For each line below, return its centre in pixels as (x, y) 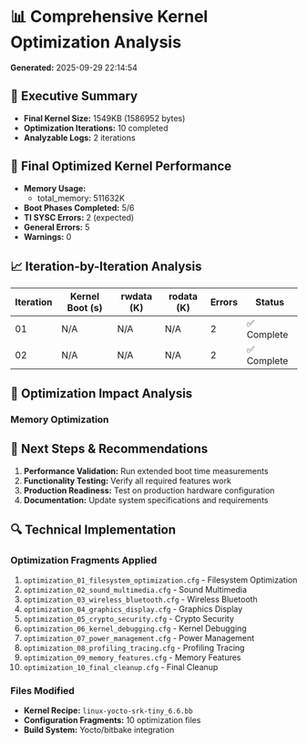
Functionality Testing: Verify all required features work (127, 480)
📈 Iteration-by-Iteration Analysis (107, 266)
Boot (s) (85, 308)
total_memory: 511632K (81, 198)
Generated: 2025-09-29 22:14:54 (74, 67)
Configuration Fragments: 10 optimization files (112, 720)
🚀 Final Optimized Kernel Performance (121, 166)
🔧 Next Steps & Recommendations (109, 449)
